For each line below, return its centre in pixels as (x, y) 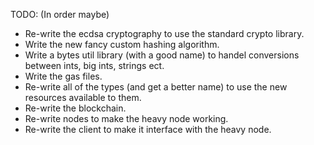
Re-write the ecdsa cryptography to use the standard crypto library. (164, 33)
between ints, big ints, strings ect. (94, 65)
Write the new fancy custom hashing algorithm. (122, 44)
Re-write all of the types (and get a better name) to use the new (156, 87)
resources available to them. (83, 97)
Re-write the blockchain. (75, 108)
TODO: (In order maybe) (60, 14)
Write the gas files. (63, 76)
